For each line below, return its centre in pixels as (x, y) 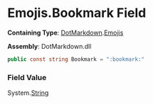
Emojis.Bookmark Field (77, 13)
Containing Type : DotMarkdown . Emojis (65, 33)
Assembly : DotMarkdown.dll (49, 46)
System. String (28, 93)
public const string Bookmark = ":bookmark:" (76, 59)
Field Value (27, 77)
